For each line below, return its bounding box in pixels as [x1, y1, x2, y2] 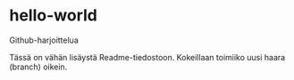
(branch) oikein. [9, 61, 68, 72]
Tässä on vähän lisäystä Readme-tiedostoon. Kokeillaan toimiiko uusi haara [9, 52, 286, 62]
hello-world [9, 5, 98, 26]
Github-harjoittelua [9, 35, 79, 45]
